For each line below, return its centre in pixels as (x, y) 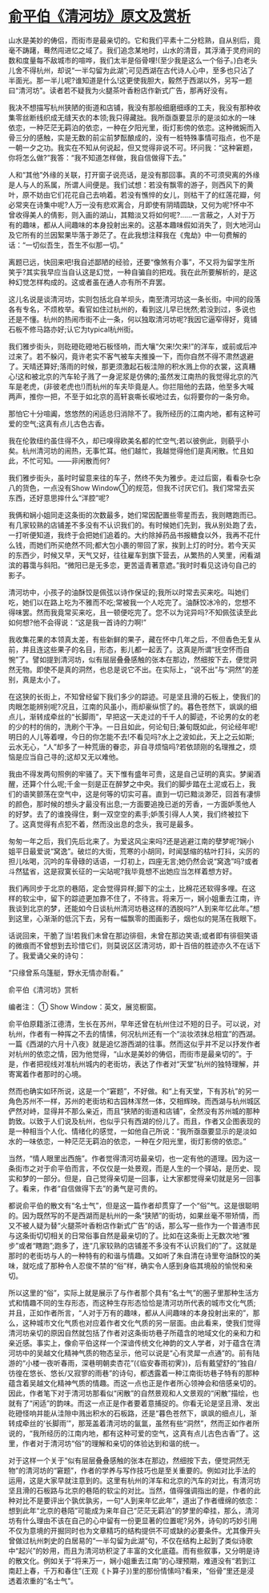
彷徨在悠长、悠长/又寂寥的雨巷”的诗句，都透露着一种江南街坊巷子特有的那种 (134, 1373)
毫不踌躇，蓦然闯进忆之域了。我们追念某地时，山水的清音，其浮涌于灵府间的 (134, 50)
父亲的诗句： (64, 955)
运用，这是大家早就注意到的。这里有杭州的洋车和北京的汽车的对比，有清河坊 (134, 1480)
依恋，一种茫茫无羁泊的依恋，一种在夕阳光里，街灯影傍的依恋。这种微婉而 (131, 127)
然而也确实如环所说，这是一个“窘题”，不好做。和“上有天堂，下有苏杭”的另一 (134, 1091)
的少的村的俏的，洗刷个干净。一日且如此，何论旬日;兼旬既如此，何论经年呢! (133, 727)
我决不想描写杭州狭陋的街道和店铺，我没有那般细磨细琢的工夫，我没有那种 (131, 107)
